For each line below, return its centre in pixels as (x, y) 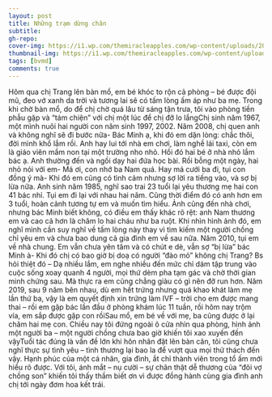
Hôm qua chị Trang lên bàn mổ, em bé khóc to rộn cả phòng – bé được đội (132, 92)
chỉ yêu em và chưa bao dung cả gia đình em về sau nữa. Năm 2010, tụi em (134, 238)
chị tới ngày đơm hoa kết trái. (57, 384)
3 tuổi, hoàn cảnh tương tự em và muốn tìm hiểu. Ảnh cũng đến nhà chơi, (130, 203)
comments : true (34, 69)
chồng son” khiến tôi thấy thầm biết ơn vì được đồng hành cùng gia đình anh (136, 376)
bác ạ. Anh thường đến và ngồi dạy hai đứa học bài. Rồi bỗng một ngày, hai (134, 160)
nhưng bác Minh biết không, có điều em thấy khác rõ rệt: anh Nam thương (132, 212)
